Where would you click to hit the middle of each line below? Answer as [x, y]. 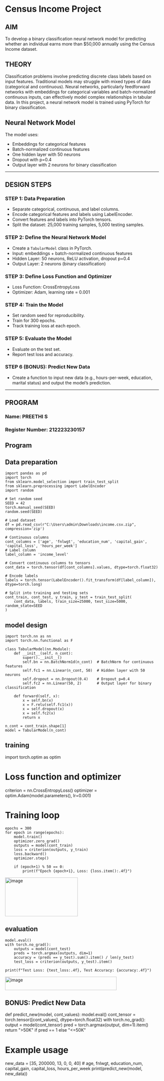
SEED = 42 [15, 503]
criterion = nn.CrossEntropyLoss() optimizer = [51, 790]
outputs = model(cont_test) [42, 949]
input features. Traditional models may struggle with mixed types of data [78, 81]
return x [31, 718]
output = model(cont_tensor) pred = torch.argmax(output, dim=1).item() [77, 1025]
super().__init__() [42, 658]
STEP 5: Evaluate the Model [38, 339]
